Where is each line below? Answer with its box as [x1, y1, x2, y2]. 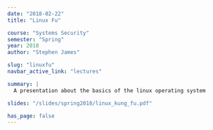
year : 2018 [7, 43, 39, 50]
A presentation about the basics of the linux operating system [13, 87, 206, 94]
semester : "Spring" [7, 36, 65, 43]
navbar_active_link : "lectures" [7, 68, 102, 75]
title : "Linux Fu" [7, 17, 61, 24]
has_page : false [7, 113, 55, 120]
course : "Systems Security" [7, 29, 90, 36]
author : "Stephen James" [7, 49, 80, 56]
